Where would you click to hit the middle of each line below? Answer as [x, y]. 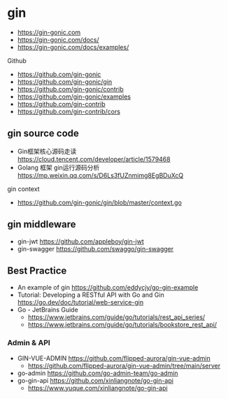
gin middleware [42, 224]
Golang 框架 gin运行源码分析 [58, 167]
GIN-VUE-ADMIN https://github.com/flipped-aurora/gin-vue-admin [114, 358]
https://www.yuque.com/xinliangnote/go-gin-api [98, 388]
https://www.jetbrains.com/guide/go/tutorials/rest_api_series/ [116, 317]
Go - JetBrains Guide [48, 310]
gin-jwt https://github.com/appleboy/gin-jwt [81, 241]
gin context [23, 189]
